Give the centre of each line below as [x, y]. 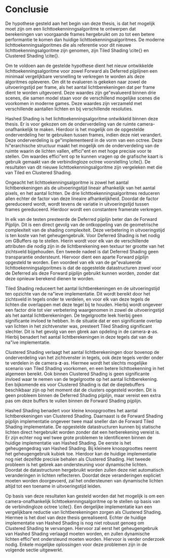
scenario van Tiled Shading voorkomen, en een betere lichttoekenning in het [85, 368]
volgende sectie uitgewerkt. [34, 550]
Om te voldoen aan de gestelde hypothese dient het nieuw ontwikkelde [79, 65]
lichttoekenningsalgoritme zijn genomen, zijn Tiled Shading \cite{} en [77, 50]
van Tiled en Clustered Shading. [39, 172]
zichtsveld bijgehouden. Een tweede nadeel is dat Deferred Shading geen [82, 251]
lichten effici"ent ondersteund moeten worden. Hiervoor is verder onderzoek [85, 539]
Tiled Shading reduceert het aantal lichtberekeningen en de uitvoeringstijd [83, 288]
